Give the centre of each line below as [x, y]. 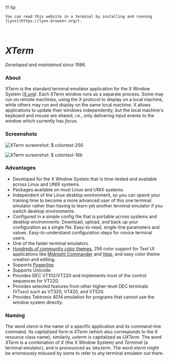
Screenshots [21, 134]
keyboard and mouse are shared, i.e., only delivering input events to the [80, 116]
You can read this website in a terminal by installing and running [79, 17]
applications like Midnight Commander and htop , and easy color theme [86, 254]
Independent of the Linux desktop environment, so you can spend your [86, 195]
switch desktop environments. [44, 211]
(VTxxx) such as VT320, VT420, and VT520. [59, 291]
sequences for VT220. [36, 281]
